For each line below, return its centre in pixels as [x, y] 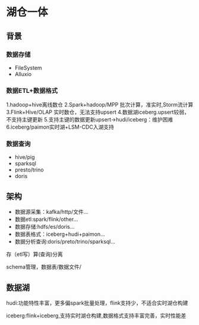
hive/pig [25, 157]
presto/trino [29, 170]
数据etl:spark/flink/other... [46, 219]
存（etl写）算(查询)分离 [35, 254]
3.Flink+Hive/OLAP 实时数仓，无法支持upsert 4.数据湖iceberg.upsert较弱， [98, 112]
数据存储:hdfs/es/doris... [45, 227]
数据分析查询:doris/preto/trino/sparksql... [65, 242]
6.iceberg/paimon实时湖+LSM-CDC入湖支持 [60, 127]
